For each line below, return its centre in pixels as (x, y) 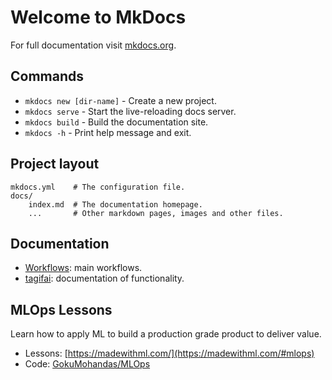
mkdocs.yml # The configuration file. (98, 187)
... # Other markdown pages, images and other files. (156, 213)
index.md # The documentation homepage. (115, 204)
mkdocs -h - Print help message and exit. (108, 132)
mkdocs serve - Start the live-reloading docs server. (130, 111)
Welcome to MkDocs (98, 17)
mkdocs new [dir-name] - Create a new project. (120, 100)
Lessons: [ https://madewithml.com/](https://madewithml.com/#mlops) (169, 353)
